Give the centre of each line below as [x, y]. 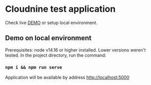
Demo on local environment [48, 38]
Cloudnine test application [60, 9]
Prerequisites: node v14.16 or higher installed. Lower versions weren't [75, 50]
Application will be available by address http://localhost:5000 [67, 78]
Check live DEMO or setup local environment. [51, 23]
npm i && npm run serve [34, 67]
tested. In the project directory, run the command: [56, 55]
